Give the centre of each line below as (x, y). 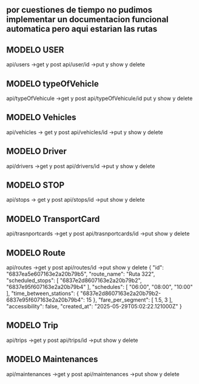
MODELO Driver (36, 151)
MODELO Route (36, 253)
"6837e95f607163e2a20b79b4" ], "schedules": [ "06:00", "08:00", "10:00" (99, 287)
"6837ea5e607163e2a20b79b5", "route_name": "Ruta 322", (81, 274)
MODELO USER (35, 50)
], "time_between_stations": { (42, 293)
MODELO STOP (35, 185)
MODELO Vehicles (42, 117)
